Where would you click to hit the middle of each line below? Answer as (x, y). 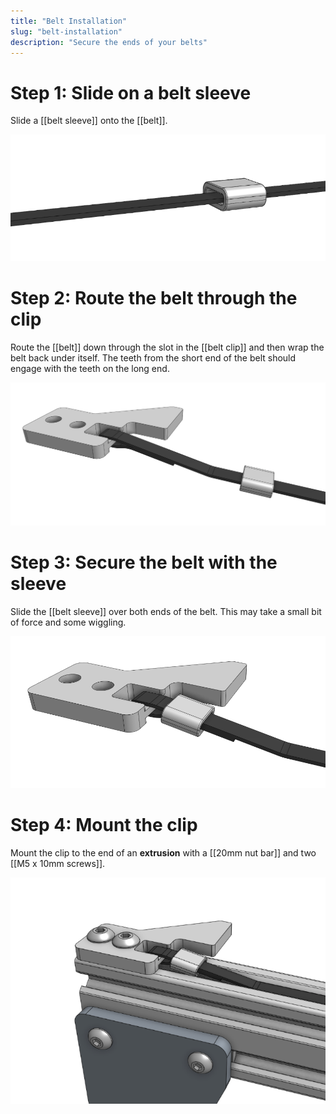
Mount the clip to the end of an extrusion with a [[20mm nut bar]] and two (163, 852)
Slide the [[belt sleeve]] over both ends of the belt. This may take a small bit (166, 611)
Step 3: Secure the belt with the (144, 562)
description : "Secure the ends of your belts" (109, 42)
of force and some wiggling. (68, 622)
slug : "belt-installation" (66, 31)
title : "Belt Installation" (69, 21)
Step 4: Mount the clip (104, 825)
